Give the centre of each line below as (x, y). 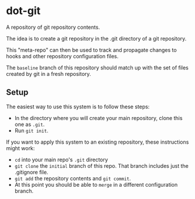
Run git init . (31, 130)
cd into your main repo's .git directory (61, 160)
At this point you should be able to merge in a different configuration (96, 184)
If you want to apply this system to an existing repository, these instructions (97, 142)
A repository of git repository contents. (53, 27)
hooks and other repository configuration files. (62, 56)
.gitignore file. (31, 172)
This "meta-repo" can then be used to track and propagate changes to (92, 50)
